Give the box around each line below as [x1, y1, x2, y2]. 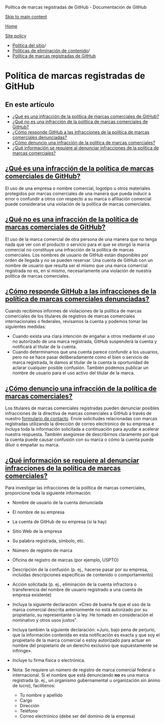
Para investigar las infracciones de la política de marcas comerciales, [5, 485, 146, 491]
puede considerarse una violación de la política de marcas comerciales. [5, 201, 151, 207]
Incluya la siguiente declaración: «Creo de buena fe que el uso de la [12, 602, 151, 607]
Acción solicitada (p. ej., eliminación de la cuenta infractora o [12, 581, 137, 587]
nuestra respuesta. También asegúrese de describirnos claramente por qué [5, 432, 159, 438]
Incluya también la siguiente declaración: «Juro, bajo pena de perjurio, [12, 627, 156, 633]
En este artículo [5, 100, 54, 109]
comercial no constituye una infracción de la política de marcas [5, 246, 134, 252]
